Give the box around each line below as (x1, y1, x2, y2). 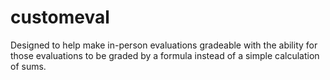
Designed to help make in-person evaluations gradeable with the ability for (10, 39, 318, 51)
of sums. (10, 60, 47, 72)
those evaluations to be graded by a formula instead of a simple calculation (10, 49, 320, 61)
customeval (10, 6, 110, 29)
